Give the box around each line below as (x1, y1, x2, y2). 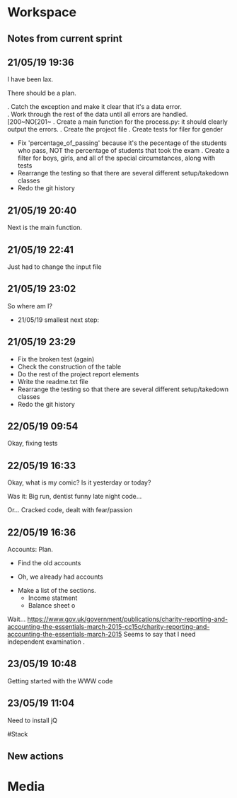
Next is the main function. (7, 224, 83, 232)
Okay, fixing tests (7, 439, 58, 448)
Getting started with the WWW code (7, 676, 113, 685)
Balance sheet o (28, 601, 76, 610)
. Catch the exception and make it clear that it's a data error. (7, 103, 182, 111)
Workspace (7, 4, 76, 21)
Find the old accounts (17, 559, 81, 567)
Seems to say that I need (123, 630, 196, 639)
